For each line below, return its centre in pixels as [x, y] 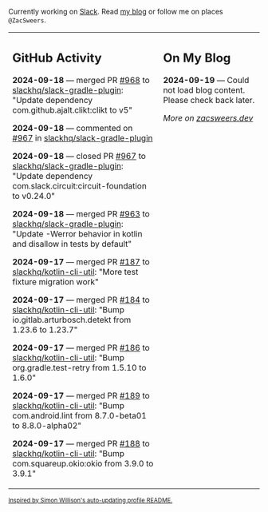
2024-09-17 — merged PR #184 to [81, 300]
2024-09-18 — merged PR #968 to [81, 80]
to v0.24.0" [34, 196]
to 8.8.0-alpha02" [47, 425]
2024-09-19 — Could [206, 80]
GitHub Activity [57, 58]
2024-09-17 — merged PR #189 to [81, 395]
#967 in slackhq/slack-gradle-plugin [83, 137]
